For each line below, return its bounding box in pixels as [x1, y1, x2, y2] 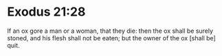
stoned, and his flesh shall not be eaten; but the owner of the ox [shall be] [7, 33, 217, 42]
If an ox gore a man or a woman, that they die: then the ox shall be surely [7, 27, 214, 35]
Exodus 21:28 [7, 4, 86, 20]
